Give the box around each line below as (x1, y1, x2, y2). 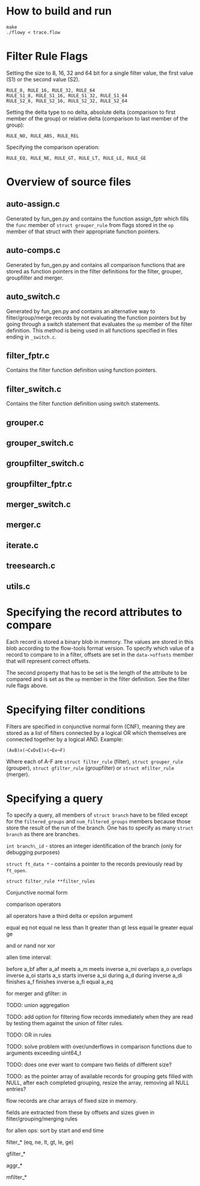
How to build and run (6, 4, 112, 18)
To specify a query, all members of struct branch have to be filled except (6, 811, 188, 819)
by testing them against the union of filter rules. (6, 1020, 124, 1027)
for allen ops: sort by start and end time (6, 1127, 104, 1134)
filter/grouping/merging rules (6, 1116, 78, 1123)
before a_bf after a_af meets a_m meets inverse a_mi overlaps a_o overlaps (6, 966, 192, 973)
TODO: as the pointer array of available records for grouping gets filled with (6, 1073, 193, 1080)
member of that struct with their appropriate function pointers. (6, 228, 160, 235)
